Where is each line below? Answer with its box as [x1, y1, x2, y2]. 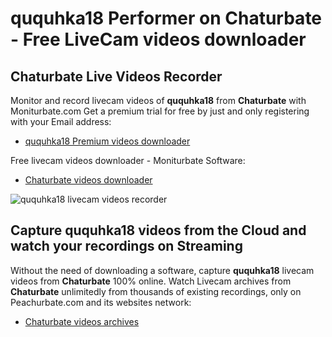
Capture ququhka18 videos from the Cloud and [10, 222, 307, 239]
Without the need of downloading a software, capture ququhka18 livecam [10, 264, 315, 276]
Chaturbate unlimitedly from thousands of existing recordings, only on [10, 285, 302, 297]
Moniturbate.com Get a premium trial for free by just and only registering [10, 105, 310, 117]
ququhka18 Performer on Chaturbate [10, 7, 323, 30]
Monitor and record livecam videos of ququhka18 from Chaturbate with [10, 95, 307, 106]
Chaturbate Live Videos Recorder [10, 68, 223, 85]
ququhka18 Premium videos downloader [24, 135, 191, 147]
